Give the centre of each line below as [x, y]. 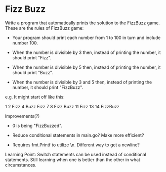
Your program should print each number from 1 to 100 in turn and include [86, 38]
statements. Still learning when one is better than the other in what [73, 160]
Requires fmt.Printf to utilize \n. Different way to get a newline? [76, 145]
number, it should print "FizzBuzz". [47, 87]
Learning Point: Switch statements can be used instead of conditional [76, 154]
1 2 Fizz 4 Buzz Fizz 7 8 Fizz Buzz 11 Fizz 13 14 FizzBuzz [62, 106]
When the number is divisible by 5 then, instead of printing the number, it [86, 67]
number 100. [25, 43]
